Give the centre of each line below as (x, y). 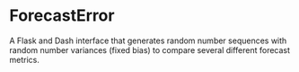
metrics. (25, 59)
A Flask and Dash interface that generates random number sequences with (148, 40)
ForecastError (62, 16)
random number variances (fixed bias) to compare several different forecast (149, 49)
